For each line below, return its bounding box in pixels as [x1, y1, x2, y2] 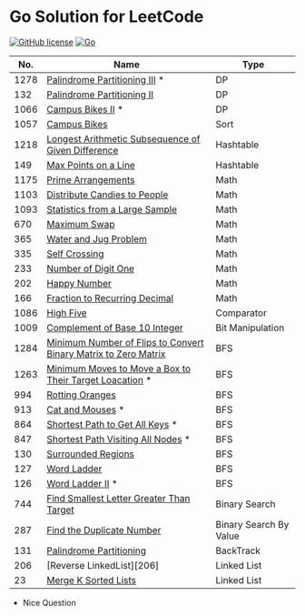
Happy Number [46, 277, 112, 289]
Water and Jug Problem [46, 232, 147, 245]
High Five [46, 307, 88, 319]
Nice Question [22, 597, 77, 608]
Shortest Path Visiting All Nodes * [46, 432, 191, 445]
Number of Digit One [46, 262, 134, 275]
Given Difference [46, 144, 119, 157]
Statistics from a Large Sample [46, 203, 177, 216]
